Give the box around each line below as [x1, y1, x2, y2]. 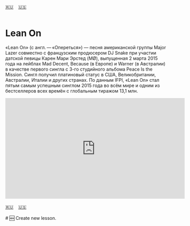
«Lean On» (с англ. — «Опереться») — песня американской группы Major [5, 44, 166, 50]
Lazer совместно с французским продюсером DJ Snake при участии [5, 50, 156, 56]
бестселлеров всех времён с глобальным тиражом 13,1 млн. [5, 87, 138, 94]
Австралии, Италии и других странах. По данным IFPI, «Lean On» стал [5, 77, 160, 83]
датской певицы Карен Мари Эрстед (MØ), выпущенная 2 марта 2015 [5, 55, 158, 61]
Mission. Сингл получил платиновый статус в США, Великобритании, [5, 71, 156, 78]
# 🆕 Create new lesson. [5, 215, 56, 221]
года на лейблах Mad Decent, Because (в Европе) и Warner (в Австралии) [5, 60, 165, 66]
